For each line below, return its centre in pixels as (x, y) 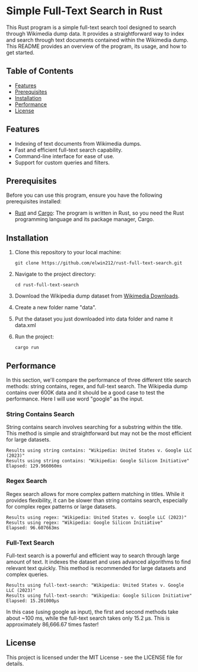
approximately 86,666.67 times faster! (52, 624)
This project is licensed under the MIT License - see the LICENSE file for (94, 657)
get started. (20, 52)
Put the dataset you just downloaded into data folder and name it (94, 319)
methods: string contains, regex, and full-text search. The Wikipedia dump (97, 386)
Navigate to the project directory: (55, 274)
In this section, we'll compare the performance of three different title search (99, 380)
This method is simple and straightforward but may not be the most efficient (99, 433)
